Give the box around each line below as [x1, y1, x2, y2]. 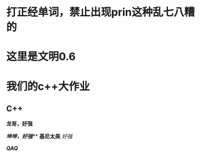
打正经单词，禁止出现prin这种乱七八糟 [6, 5, 195, 19]
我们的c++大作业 [6, 79, 90, 93]
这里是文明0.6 [6, 50, 76, 63]
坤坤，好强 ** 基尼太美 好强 [6, 133, 73, 140]
